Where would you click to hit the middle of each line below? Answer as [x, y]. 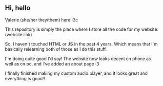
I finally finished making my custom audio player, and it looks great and [76, 73]
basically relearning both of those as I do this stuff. [56, 49]
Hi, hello [18, 8]
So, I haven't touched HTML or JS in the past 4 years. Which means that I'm [81, 44]
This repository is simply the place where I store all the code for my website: [82, 29]
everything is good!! [25, 78]
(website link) [19, 34]
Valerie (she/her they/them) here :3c [41, 20]
